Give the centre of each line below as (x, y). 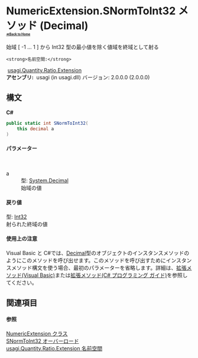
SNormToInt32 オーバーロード (43, 341)
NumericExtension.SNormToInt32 (91, 11)
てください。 (22, 282)
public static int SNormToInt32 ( (47, 123)
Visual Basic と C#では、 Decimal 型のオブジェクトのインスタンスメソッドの (98, 253)
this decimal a (35, 129)
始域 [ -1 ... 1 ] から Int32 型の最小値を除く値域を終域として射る (83, 47)
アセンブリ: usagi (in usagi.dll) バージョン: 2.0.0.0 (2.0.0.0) (78, 77)
